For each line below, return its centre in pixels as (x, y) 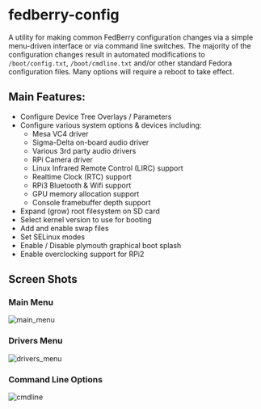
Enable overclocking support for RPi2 (82, 254)
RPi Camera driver (62, 159)
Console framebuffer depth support (91, 202)
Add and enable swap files (64, 228)
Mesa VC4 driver (60, 133)
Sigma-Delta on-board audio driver (91, 142)
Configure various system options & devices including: (111, 125)
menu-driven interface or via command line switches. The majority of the (130, 45)
